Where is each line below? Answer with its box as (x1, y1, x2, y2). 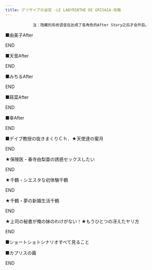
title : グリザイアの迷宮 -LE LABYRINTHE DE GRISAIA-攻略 (5, 7, 121, 13)
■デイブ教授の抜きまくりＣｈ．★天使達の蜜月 (5, 136, 104, 142)
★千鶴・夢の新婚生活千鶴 (5, 197, 60, 204)
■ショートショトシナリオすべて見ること (5, 239, 90, 245)
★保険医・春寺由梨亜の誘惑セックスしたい (5, 156, 95, 162)
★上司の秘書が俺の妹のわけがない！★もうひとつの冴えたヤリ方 (5, 218, 139, 224)
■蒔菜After (5, 94, 29, 100)
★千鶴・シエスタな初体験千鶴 (5, 177, 68, 183)
